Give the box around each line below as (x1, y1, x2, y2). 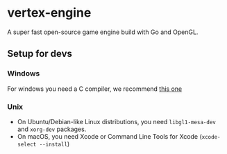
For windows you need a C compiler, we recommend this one (7, 85, 183, 93)
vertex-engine (7, 5, 92, 21)
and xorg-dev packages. (17, 125, 87, 133)
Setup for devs (7, 48, 73, 60)
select (17, 141, 37, 148)
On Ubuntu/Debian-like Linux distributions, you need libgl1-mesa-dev (17, 117, 217, 126)
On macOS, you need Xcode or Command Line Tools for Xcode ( (17, 132, 203, 140)
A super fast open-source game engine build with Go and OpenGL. (7, 28, 199, 36)
